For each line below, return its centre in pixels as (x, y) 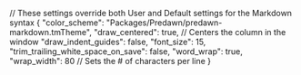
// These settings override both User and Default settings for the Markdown (151, 13)
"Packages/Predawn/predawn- (164, 23)
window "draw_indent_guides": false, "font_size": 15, (108, 42)
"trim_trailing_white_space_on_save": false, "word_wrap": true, (126, 52)
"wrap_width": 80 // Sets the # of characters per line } (110, 61)
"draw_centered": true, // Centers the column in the (190, 32)
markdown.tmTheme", (51, 32)
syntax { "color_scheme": (57, 23)
